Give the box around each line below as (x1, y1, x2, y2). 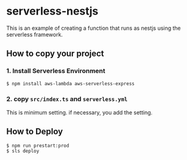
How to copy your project (6, 49, 105, 59)
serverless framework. (6, 30, 63, 38)
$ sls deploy (6, 148, 40, 155)
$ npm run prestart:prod (6, 142, 69, 148)
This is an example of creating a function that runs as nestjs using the (6, 24, 181, 32)
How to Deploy (6, 127, 63, 137)
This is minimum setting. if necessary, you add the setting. (6, 108, 153, 116)
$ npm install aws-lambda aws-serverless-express (6, 80, 135, 86)
